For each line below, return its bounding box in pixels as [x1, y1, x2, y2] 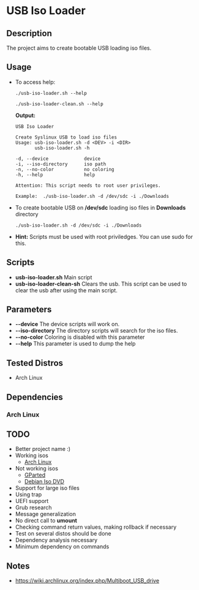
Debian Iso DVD [24, 478, 64, 485]
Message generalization [15, 510, 77, 518]
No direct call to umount [15, 517, 78, 524]
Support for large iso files [15, 485, 80, 492]
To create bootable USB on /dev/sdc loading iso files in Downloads [15, 203, 186, 211]
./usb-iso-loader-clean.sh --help [15, 100, 103, 107]
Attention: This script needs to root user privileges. [15, 182, 161, 189]
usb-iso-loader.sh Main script [15, 273, 92, 281]
